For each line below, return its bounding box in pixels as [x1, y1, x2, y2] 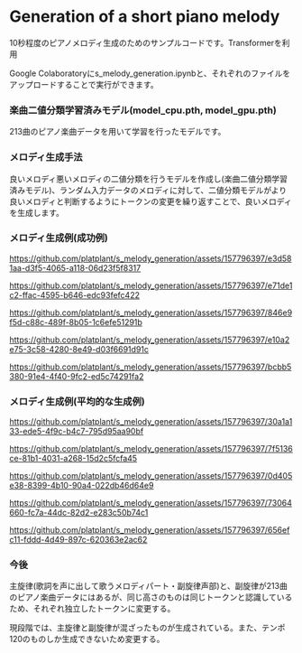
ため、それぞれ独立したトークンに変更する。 [9, 603, 176, 614]
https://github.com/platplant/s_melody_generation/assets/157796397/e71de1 [9, 280, 293, 291]
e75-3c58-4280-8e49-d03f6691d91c [9, 343, 150, 354]
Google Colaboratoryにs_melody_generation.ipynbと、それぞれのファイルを [9, 68, 291, 79]
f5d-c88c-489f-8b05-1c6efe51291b [9, 316, 142, 327]
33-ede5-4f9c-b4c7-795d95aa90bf [9, 426, 144, 437]
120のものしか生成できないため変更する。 [9, 634, 165, 645]
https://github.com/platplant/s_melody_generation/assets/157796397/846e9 [9, 307, 293, 318]
